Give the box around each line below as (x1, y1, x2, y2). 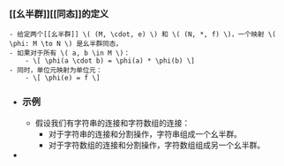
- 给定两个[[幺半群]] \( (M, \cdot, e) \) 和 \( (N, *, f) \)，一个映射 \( (9, 30, 276, 39)
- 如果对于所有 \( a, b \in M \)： (9, 49, 131, 58)
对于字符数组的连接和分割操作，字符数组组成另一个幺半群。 (48, 140, 265, 150)
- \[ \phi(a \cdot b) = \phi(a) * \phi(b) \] (25, 57, 196, 65)
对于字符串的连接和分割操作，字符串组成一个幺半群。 (48, 128, 243, 139)
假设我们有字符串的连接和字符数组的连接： (34, 117, 191, 128)
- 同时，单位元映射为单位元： (9, 66, 103, 75)
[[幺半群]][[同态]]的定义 (9, 7, 109, 19)
